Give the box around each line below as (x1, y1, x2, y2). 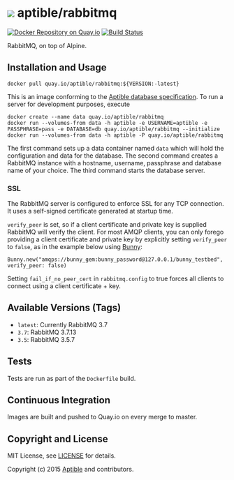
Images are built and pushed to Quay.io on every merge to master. (7, 413, 198, 421)
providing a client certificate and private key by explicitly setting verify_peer (7, 235, 228, 243)
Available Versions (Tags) (7, 302, 121, 314)
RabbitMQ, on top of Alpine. (7, 41, 87, 50)
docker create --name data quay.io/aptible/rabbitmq (7, 113, 164, 120)
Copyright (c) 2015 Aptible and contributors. (7, 465, 134, 474)
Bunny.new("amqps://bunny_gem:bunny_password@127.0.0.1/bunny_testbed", (7, 256, 224, 263)
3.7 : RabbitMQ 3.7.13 (17, 328, 77, 336)
